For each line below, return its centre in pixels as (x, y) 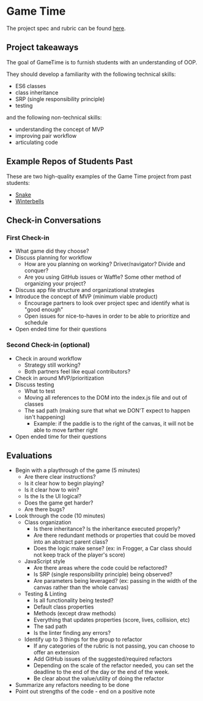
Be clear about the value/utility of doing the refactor (98, 678)
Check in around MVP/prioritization (60, 378)
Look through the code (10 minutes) (60, 516)
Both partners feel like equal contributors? (77, 371)
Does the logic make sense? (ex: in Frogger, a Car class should (113, 549)
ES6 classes (31, 86)
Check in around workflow (48, 358)
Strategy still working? (52, 365)
